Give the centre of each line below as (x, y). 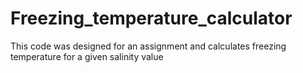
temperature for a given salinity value (87, 56)
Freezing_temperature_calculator (151, 18)
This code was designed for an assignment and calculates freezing (148, 46)
